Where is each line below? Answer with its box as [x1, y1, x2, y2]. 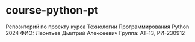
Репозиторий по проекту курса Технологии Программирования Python [5, 23, 190, 30]
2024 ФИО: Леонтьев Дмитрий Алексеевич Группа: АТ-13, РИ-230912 [5, 29, 185, 36]
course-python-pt [5, 4, 99, 17]
